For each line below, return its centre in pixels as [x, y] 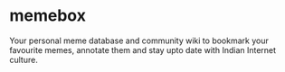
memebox [47, 16]
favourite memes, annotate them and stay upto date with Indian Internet [143, 49]
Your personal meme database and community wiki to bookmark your [139, 40]
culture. [24, 59]
